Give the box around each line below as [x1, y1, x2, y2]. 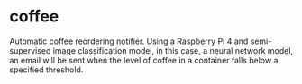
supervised [9, 45, 51, 55]
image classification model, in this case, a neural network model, [52, 45, 294, 55]
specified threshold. [9, 64, 84, 75]
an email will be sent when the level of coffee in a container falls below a [9, 55, 279, 65]
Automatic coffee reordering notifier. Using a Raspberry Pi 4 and [9, 36, 249, 46]
